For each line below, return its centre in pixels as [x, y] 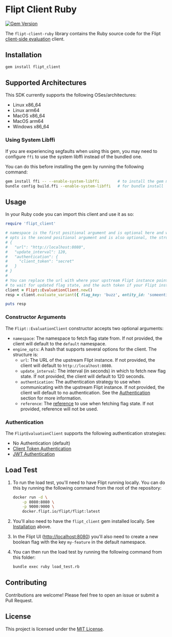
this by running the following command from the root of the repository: [87, 488]
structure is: [25, 355]
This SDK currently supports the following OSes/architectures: [71, 95]
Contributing [26, 583]
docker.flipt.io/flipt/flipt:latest [61, 512]
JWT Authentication [34, 454]
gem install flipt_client [33, 67]
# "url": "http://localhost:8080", [46, 247]
